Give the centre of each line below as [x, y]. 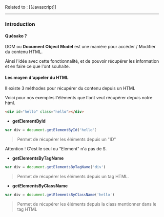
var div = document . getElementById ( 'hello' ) [51, 130]
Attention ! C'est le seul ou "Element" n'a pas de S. [56, 149]
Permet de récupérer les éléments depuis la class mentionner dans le [87, 204]
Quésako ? [16, 36]
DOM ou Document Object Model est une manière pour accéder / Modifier [81, 47]
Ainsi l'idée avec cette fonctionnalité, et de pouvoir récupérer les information [82, 61]
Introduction [20, 24]
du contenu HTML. [24, 52]
